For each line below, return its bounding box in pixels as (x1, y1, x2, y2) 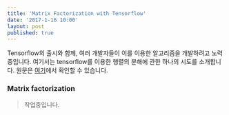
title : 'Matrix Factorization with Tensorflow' (7, 10, 147, 17)
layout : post (7, 23, 45, 30)
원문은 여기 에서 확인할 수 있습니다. (16, 66, 108, 74)
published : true (7, 29, 54, 36)
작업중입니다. (23, 101, 60, 109)
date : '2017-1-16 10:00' (7, 17, 79, 23)
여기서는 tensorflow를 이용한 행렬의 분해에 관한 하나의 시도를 (32, 58, 198, 66)
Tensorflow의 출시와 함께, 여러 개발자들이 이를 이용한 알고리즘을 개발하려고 (7, 49, 210, 57)
